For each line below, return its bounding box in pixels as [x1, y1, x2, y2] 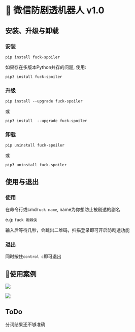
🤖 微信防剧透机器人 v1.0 [5, 5, 105, 16]
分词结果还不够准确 [5, 321, 46, 327]
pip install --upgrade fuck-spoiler [5, 99, 83, 104]
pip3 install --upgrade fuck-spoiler [5, 119, 87, 124]
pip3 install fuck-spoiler [5, 74, 62, 79]
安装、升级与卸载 [5, 26, 59, 35]
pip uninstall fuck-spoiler [5, 143, 65, 148]
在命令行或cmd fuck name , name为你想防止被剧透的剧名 [5, 206, 120, 213]
